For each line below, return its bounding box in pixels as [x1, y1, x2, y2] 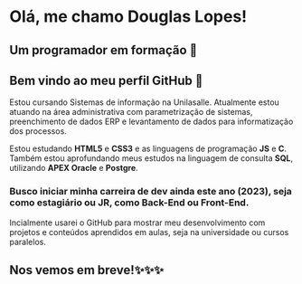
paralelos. [9, 236, 47, 247]
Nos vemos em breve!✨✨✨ [9, 262, 165, 278]
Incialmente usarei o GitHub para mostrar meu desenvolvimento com [9, 217, 266, 228]
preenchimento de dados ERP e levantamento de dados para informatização [9, 116, 294, 128]
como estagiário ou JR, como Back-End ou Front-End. [9, 196, 250, 209]
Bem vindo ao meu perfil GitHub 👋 [9, 72, 203, 88]
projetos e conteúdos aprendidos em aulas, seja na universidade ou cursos [9, 226, 289, 237]
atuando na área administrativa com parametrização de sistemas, [9, 107, 253, 118]
